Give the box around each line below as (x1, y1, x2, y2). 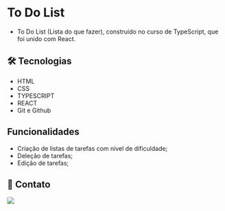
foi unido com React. (16, 34, 76, 42)
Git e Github (16, 106, 51, 114)
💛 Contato (7, 178, 51, 190)
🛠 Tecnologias (7, 55, 72, 67)
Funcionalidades (7, 126, 80, 138)
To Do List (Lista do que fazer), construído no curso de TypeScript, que (16, 27, 219, 36)
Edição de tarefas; (16, 159, 69, 167)
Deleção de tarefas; (16, 151, 73, 160)
